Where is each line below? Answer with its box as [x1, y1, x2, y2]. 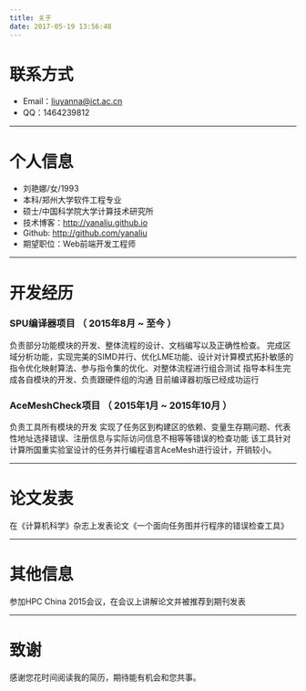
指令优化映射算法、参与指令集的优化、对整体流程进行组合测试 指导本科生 [9, 362, 283, 373]
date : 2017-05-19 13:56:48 [9, 22, 112, 31]
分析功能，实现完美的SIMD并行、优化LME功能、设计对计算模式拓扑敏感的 [16, 351, 294, 361]
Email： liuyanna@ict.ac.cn [22, 96, 123, 107]
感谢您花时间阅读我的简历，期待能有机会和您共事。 [9, 672, 201, 683]
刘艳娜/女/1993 [22, 183, 79, 194]
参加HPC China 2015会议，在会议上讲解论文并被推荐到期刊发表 [9, 596, 246, 607]
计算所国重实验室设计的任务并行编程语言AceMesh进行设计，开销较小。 [9, 445, 277, 455]
